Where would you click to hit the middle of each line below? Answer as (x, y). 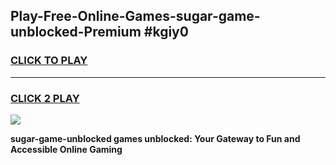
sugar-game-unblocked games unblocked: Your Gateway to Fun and (155, 138)
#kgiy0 (166, 32)
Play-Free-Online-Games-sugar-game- (135, 16)
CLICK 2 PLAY (45, 98)
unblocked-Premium (76, 32)
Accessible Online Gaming (66, 149)
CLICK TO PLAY (49, 61)
